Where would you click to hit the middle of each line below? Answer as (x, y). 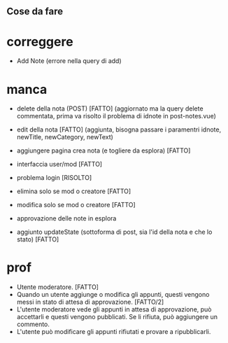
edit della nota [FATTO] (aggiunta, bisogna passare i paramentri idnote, (119, 129)
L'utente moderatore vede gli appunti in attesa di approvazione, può (114, 309)
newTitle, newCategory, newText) (65, 137)
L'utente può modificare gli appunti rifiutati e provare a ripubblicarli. (114, 332)
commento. (33, 324)
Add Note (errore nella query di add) (69, 61)
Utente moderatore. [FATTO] (58, 287)
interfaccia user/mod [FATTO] (59, 164)
